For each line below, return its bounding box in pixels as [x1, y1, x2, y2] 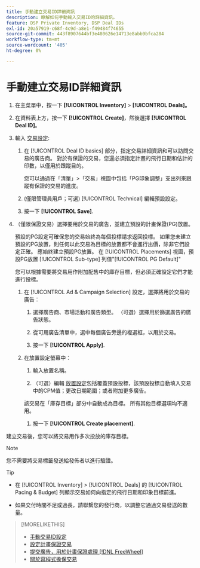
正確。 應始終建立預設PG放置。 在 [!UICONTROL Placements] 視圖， [20, 248, 189, 255]
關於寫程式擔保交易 [29, 555, 78, 563]
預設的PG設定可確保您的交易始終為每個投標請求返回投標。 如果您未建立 [14, 233, 192, 240]
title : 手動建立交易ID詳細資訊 [6, 8, 75, 15]
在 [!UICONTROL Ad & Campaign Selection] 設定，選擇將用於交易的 [23, 288, 190, 295]
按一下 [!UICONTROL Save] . [23, 207, 94, 215]
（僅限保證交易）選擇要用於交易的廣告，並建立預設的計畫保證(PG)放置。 [14, 220, 194, 227]
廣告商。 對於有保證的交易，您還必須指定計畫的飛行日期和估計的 [34, 154, 193, 161]
